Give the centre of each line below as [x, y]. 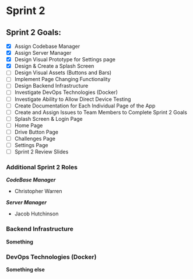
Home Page [29, 125]
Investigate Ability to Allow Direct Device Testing [73, 99]
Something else [25, 269]
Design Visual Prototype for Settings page [65, 60]
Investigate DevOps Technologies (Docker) [66, 92]
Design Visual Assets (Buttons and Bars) [63, 73]
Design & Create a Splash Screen [54, 66]
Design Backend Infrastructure [51, 86]
